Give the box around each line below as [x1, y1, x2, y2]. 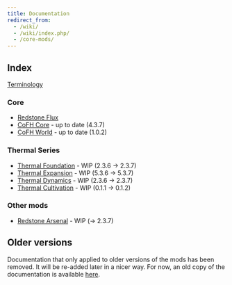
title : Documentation [7, 10, 70, 17]
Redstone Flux [17, 113, 59, 122]
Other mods [7, 201, 49, 211]
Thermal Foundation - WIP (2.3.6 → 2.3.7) [17, 161, 137, 170]
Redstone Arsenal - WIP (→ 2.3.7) [17, 216, 114, 225]
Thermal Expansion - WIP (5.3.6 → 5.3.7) [17, 168, 134, 177]
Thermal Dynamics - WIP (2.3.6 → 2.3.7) [17, 176, 133, 184]
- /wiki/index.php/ [13, 29, 70, 37]
